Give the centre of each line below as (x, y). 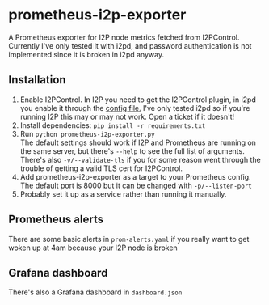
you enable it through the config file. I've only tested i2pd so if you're (135, 108)
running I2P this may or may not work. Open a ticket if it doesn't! (127, 116)
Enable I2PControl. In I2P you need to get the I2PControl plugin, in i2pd (138, 100)
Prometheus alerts (56, 220)
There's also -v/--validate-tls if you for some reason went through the (140, 159)
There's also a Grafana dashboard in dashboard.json (95, 292)
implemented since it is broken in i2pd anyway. (86, 54)
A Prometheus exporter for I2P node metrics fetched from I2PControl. (124, 37)
